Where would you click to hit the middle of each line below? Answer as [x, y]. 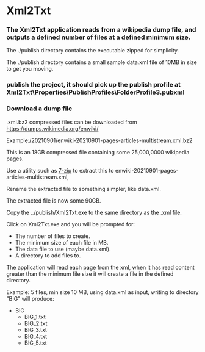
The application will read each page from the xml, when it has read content [101, 267]
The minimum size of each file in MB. [62, 242]
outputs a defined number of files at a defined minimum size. [99, 37]
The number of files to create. [52, 236]
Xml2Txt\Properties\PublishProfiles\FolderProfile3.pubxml [95, 92]
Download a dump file [39, 109]
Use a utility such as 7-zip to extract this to [60, 170]
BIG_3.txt [36, 329]
